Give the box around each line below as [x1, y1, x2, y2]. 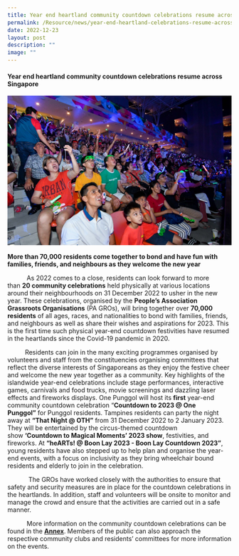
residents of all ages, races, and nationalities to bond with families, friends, [7, 312, 228, 320]
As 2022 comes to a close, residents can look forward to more [26, 274, 210, 283]
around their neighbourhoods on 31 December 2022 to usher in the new [7, 289, 218, 298]
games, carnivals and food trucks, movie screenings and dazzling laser [7, 386, 216, 394]
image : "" [7, 49, 37, 56]
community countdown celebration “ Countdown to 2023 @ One [7, 401, 196, 409]
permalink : [7, 19, 40, 26]
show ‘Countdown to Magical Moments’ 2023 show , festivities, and [7, 431, 209, 440]
